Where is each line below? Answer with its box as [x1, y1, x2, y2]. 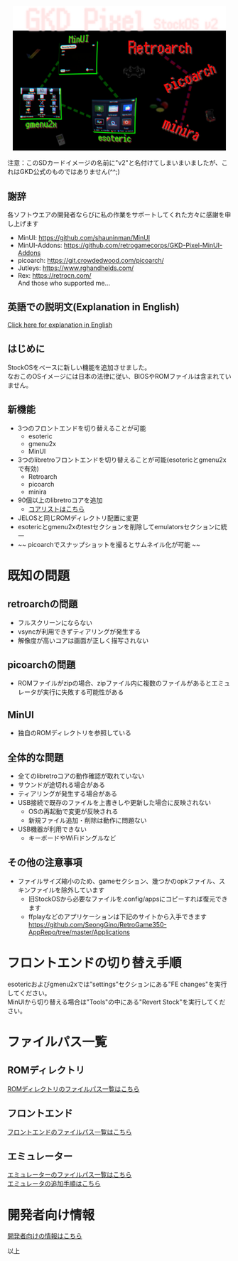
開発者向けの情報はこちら [7, 1232, 82, 1240]
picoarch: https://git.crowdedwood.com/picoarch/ [17, 256, 165, 265]
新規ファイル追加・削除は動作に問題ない [28, 816, 147, 824]
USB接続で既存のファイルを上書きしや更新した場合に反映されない [17, 798, 212, 806]
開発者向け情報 [7, 1207, 95, 1223]
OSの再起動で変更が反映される [28, 807, 119, 816]
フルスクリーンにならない [17, 618, 93, 627]
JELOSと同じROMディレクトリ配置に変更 [17, 514, 139, 522]
